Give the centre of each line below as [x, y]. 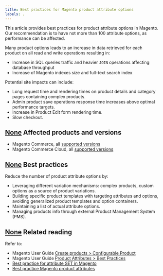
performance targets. [33, 107]
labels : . [15, 14]
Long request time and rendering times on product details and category [84, 91]
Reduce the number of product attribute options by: [57, 176]
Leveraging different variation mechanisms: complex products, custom [83, 186]
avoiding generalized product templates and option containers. [75, 201]
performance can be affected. [35, 38]
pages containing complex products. [49, 96]
